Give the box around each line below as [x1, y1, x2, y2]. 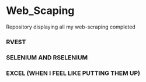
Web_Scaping [6, 4, 75, 17]
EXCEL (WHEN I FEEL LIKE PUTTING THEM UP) [6, 69, 141, 77]
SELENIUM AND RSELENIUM [6, 54, 88, 62]
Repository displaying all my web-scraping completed [6, 23, 135, 30]
